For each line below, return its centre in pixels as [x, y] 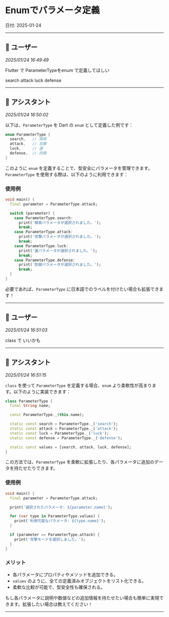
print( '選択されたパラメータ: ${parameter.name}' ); [61, 507]
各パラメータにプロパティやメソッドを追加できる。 [65, 574]
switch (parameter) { [32, 213]
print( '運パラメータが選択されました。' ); [58, 251]
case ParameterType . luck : [41, 246]
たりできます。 [42, 468]
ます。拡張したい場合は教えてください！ [51, 604]
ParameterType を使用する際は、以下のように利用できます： [67, 174]
